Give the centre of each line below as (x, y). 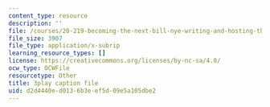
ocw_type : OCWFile (39, 68)
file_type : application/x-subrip (64, 46)
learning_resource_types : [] (57, 53)
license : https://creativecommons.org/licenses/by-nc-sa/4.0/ (115, 61)
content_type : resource (48, 16)
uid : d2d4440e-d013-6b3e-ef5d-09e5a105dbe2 (82, 91)
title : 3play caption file (53, 83)
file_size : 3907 (35, 38)
